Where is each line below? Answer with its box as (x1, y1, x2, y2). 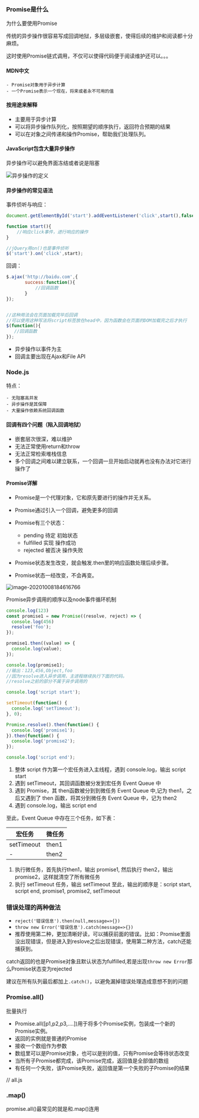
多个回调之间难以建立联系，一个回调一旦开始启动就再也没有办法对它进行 (14, 458, 191, 465)
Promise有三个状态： (14, 519, 66, 526)
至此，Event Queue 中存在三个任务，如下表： (6, 814, 117, 822)
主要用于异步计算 (14, 116, 57, 123)
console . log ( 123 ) (6, 608, 49, 614)
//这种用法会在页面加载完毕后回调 (6, 312, 78, 318)
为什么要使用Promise (6, 20, 57, 27)
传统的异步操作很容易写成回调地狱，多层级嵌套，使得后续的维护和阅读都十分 (6, 33, 193, 40)
